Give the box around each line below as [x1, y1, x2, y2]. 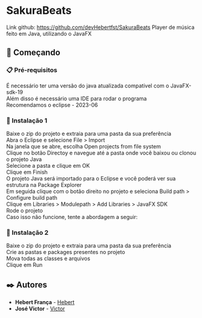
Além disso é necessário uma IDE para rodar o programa [6, 95, 147, 102]
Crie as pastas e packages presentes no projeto [6, 249, 125, 256]
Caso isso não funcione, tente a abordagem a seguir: [6, 213, 138, 220]
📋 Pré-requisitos [6, 66, 57, 74]
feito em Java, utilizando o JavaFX [6, 30, 92, 37]
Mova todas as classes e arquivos [6, 255, 90, 262]
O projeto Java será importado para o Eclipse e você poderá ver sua [6, 174, 176, 182]
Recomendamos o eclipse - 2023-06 [6, 101, 98, 109]
